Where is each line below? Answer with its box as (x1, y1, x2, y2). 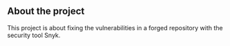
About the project (7, 5, 85, 17)
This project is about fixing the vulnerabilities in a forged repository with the (7, 23, 223, 32)
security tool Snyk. (7, 31, 61, 39)
